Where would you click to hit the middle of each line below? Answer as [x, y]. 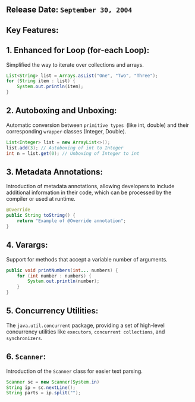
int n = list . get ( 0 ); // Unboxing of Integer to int [73, 153]
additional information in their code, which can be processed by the [89, 192]
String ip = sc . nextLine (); [41, 387]
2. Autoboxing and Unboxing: [62, 110]
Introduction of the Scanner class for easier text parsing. [74, 371]
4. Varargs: [27, 245]
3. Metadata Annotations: [54, 172]
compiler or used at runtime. [41, 199]
